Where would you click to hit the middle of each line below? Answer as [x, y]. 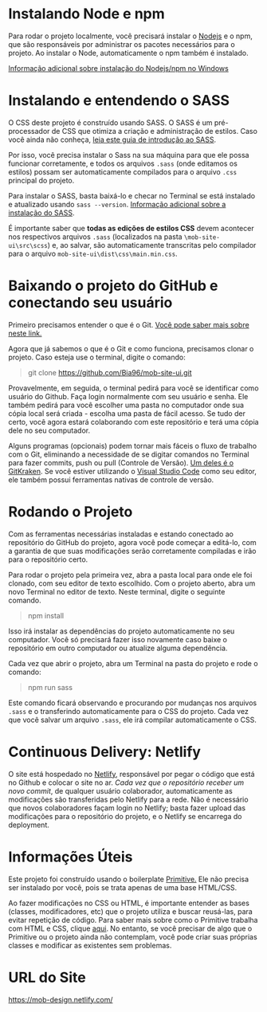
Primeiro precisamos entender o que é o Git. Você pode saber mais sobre [129, 324]
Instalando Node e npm [86, 14]
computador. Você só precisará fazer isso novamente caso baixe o [118, 639]
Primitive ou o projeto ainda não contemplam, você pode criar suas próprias [133, 936]
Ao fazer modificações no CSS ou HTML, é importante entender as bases [129, 903]
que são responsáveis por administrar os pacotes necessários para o [122, 44]
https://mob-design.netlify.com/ [61, 999]
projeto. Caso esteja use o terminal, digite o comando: [97, 357]
